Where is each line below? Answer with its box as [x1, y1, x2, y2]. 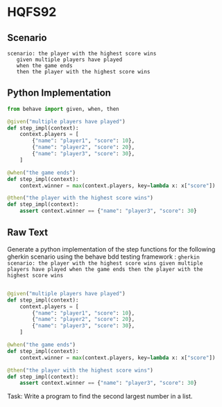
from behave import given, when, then [7, 105, 119, 112]
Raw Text [7, 227, 49, 239]
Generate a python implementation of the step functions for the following [7, 245, 216, 253]
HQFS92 [7, 4, 57, 20]
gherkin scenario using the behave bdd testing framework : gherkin [7, 252, 200, 261]
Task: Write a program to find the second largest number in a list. [7, 392, 193, 401]
